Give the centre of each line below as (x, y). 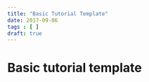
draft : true (25, 33)
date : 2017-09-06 (33, 20)
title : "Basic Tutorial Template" (58, 14)
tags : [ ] (23, 27)
